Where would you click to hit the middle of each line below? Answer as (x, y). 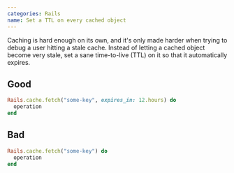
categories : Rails (34, 14)
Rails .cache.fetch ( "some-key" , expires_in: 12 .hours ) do (92, 100)
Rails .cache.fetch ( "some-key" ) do (58, 151)
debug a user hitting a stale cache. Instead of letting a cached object (106, 47)
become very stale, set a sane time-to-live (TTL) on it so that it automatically (117, 55)
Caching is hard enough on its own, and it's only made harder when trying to (117, 40)
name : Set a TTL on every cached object (67, 20)
